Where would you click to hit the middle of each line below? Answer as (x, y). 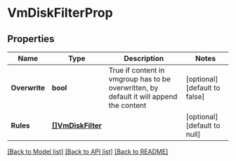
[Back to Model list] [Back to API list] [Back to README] (88, 151)
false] (195, 96)
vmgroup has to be (139, 79)
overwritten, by (133, 88)
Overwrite (28, 88)
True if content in (137, 70)
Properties (31, 39)
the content (127, 105)
